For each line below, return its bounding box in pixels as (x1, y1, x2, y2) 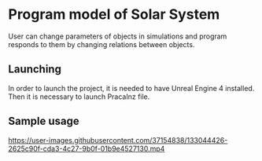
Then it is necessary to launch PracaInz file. (8, 92, 150, 101)
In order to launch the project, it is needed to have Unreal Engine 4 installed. (8, 83, 255, 93)
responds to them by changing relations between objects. (8, 39, 195, 49)
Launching (8, 63, 61, 76)
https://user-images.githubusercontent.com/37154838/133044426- (8, 135, 228, 145)
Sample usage (8, 115, 80, 128)
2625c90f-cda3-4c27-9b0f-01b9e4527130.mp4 (8, 144, 165, 153)
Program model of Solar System (8, 5, 220, 24)
